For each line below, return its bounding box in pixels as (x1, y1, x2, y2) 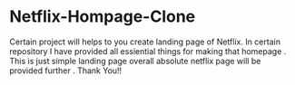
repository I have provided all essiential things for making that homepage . (9, 45, 287, 56)
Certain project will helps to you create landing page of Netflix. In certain (9, 36, 281, 47)
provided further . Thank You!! (9, 65, 123, 76)
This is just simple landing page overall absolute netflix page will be (9, 55, 261, 66)
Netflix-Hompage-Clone (9, 6, 196, 27)
